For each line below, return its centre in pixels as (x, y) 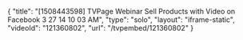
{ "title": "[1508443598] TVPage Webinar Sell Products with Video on (121, 11)
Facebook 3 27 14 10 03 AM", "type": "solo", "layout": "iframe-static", (121, 20)
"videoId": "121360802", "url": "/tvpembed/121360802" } (101, 28)
